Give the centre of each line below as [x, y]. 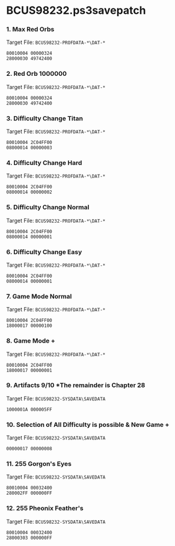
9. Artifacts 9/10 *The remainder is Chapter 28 [76, 385]
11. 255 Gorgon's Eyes [39, 464]
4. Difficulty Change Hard [44, 163]
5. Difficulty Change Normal [48, 207]
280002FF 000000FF [29, 493]
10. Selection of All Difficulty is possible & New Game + [88, 424]
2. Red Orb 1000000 [37, 74]
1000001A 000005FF [29, 409]
